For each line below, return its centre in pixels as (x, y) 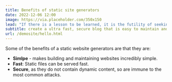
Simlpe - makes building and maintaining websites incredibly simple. (85, 58)
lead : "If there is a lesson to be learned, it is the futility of (79, 24)
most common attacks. (37, 75)
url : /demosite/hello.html (34, 34)
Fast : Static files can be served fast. (51, 64)
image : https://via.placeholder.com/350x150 (53, 19)
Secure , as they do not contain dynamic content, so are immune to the (87, 69)
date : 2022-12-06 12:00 (31, 15)
